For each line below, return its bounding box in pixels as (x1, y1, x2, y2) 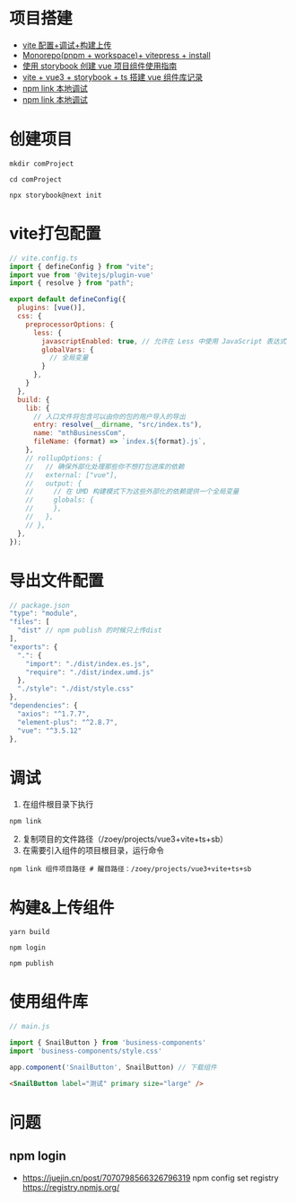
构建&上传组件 (9, 897, 115, 918)
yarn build (9, 928, 50, 937)
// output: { (25, 478, 83, 488)
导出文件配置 (9, 570, 105, 591)
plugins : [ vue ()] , (17, 303, 87, 313)
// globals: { (25, 495, 94, 504)
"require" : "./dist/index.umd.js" (25, 667, 154, 677)
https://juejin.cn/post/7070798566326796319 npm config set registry (22, 1172, 280, 1183)
